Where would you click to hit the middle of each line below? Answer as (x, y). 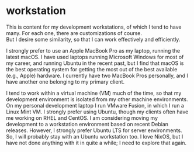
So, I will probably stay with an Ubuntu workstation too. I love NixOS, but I (95, 136)
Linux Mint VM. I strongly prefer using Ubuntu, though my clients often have (97, 112)
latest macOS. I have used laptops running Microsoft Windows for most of (95, 57)
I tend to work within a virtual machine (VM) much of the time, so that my (94, 93)
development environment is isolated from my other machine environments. (97, 99)
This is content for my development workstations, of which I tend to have (94, 27)
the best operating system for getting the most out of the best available (92, 69)
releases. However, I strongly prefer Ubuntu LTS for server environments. (94, 130)
